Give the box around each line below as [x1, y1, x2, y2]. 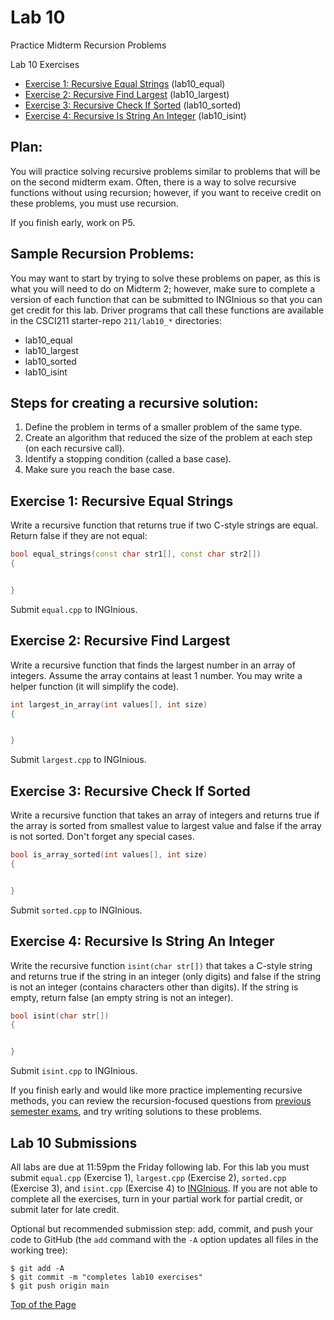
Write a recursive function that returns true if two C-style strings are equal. [10, 519, 319, 531]
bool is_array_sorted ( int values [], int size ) [10, 850, 208, 860]
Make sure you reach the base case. [24, 464, 175, 476]
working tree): [10, 1244, 68, 1256]
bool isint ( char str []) [10, 1011, 110, 1021]
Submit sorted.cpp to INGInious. [10, 904, 143, 916]
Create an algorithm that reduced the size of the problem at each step [24, 432, 313, 444]
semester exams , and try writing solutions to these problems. [10, 1106, 263, 1118]
